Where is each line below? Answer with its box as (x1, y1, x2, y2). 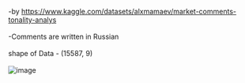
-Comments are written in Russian (8, 32, 119, 41)
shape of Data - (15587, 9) (8, 49, 93, 58)
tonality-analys (8, 15, 57, 25)
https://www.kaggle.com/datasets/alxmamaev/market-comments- (21, 7, 237, 16)
